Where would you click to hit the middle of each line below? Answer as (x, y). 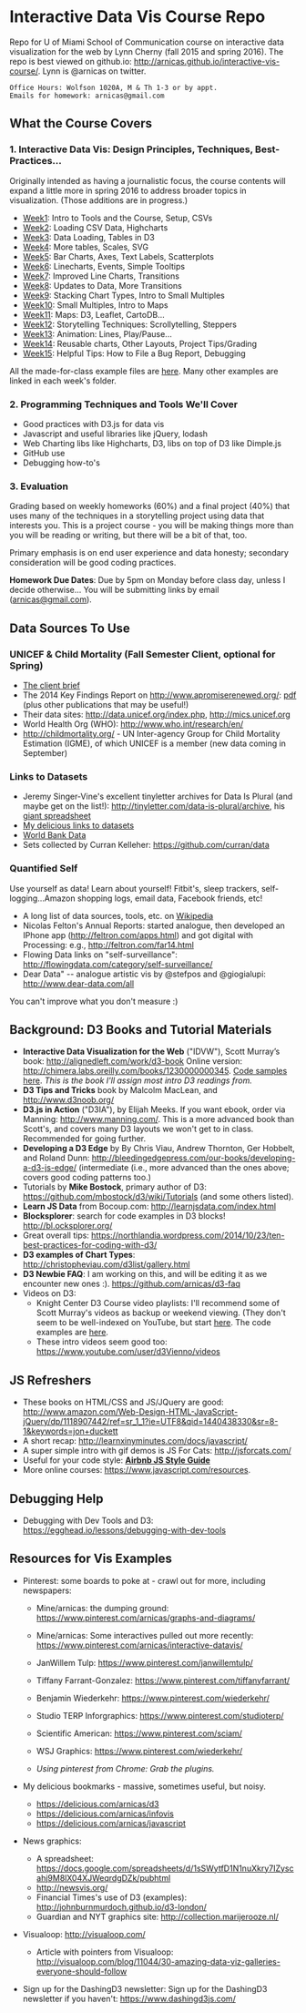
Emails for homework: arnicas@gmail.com (87, 96)
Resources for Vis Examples (91, 1559)
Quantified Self (44, 869)
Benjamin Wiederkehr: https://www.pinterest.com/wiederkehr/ (153, 1698)
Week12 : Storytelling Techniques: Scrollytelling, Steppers (129, 324)
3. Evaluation (39, 486)
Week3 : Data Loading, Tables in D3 (88, 237)
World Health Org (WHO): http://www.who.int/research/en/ (133, 724)
